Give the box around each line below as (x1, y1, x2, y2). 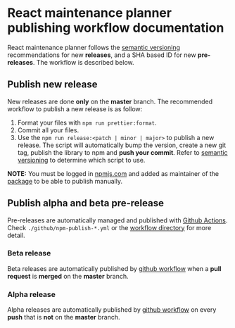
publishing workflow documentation (7, 20, 224, 36)
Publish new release (7, 79, 98, 91)
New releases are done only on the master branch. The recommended (7, 97, 213, 106)
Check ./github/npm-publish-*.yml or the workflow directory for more (7, 223, 212, 232)
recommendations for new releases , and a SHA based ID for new (7, 51, 196, 59)
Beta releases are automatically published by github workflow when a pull (7, 264, 222, 272)
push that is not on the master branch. (7, 313, 120, 322)
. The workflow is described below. (32, 58, 134, 66)
